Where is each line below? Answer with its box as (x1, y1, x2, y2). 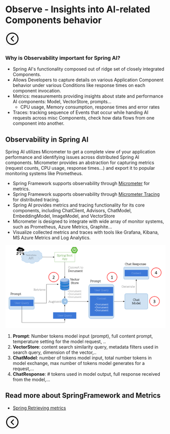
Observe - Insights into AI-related (5, 4, 151, 15)
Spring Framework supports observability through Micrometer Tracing (12, 191, 160, 197)
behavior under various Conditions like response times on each (12, 82, 146, 88)
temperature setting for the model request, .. (12, 338, 106, 345)
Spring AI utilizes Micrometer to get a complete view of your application (5, 149, 156, 155)
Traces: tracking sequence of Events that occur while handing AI (12, 109, 149, 116)
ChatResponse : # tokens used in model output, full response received (12, 371, 160, 377)
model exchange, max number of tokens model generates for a (12, 360, 145, 366)
